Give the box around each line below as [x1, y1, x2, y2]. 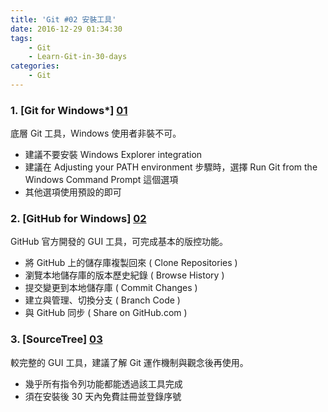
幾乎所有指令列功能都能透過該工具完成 [24, 377, 183, 390]
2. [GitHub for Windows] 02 [10, 212, 147, 226]
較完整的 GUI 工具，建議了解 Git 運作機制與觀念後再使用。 [10, 356, 249, 368]
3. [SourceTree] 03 [10, 332, 103, 346]
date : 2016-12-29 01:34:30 [10, 24, 123, 34]
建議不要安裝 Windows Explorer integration [24, 149, 203, 161]
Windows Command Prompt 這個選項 [24, 174, 179, 186]
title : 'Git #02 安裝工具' [10, 14, 117, 25]
